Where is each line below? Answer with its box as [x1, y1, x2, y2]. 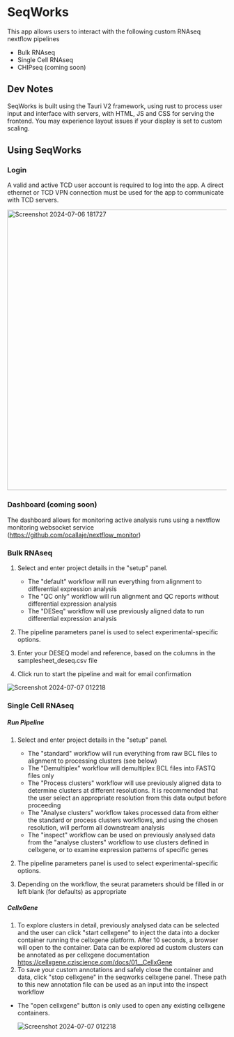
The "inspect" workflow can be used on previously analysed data [27, 830, 216, 839]
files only [27, 771, 54, 779]
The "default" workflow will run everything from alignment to [27, 577, 202, 586]
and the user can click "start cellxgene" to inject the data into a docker [17, 928, 220, 937]
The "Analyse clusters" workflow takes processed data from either [27, 808, 219, 816]
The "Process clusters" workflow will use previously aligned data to [27, 779, 221, 787]
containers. [17, 1008, 50, 1017]
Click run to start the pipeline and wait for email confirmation [17, 670, 192, 678]
